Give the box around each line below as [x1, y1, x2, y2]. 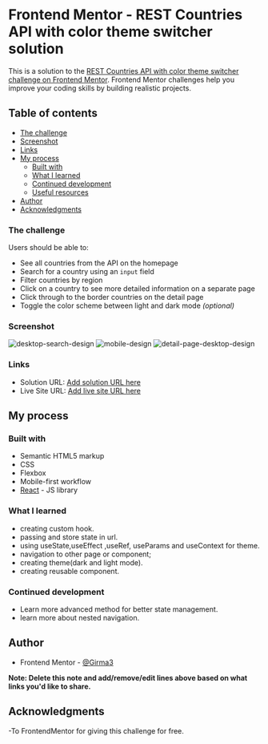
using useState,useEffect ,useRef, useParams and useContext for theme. [19, 540, 260, 550]
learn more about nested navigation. [19, 613, 140, 622]
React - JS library [19, 485, 78, 495]
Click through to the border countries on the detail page [19, 293, 204, 302]
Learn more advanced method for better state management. [19, 604, 218, 614]
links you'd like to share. [8, 681, 91, 691]
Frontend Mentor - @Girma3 [19, 657, 114, 667]
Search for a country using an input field [19, 267, 154, 277]
